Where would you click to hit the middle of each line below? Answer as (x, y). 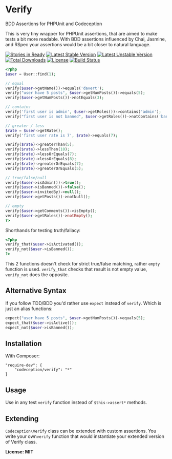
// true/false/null (26, 178)
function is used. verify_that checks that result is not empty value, (76, 269)
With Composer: (23, 356)
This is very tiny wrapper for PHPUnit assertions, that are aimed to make (81, 33)
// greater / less (25, 126)
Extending (22, 419)
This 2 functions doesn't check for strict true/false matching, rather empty (83, 264)
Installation (24, 343)
